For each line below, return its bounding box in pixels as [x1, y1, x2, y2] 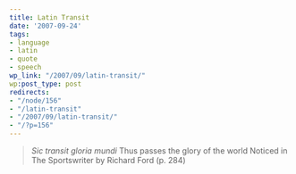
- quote [9, 54, 38, 63]
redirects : [9, 87, 50, 96]
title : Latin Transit [9, 12, 90, 22]
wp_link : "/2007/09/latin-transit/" [9, 71, 146, 80]
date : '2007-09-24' [9, 21, 82, 30]
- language [9, 37, 50, 47]
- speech [9, 63, 42, 72]
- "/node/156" [9, 95, 63, 105]
